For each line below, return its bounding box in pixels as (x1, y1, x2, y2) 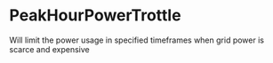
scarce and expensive (9, 43, 91, 54)
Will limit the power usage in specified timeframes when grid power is (9, 35, 265, 45)
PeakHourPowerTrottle (9, 5, 181, 26)
